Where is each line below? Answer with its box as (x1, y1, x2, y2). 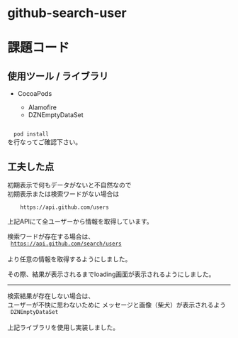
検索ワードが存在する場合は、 (7, 232, 94, 241)
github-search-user (7, 5, 127, 21)
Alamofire (28, 103, 57, 111)
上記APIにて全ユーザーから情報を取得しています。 (7, 217, 154, 225)
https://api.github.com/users (20, 204, 110, 211)
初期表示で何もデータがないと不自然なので (7, 181, 132, 189)
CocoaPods (17, 89, 52, 98)
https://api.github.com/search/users (10, 240, 122, 247)
